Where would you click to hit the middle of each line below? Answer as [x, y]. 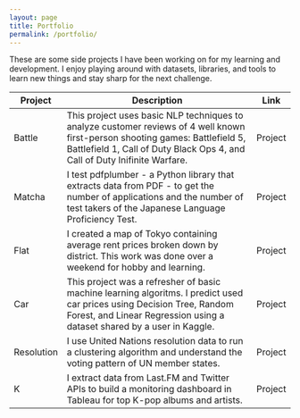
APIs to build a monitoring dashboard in [149, 389]
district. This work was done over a [140, 256]
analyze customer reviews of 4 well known [156, 127]
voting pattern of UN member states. [143, 364]
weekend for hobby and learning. [136, 267]
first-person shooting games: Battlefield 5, [156, 138]
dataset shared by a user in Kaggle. [141, 327]
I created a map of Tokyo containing [142, 234]
